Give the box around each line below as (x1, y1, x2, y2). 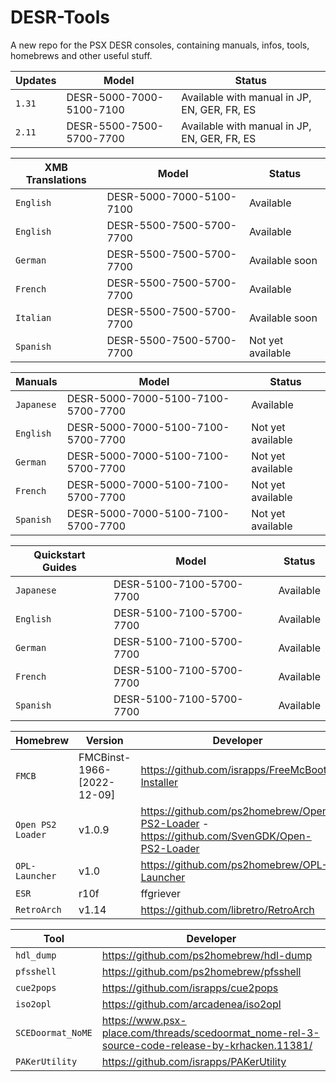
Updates (15, 73, 57, 87)
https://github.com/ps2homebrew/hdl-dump (101, 948, 313, 962)
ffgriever (140, 886, 182, 900)
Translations (25, 172, 87, 186)
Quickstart (33, 547, 86, 561)
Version (85, 733, 124, 747)
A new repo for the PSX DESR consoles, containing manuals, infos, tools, (10, 39, 310, 51)
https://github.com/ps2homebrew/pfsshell (101, 964, 302, 978)
